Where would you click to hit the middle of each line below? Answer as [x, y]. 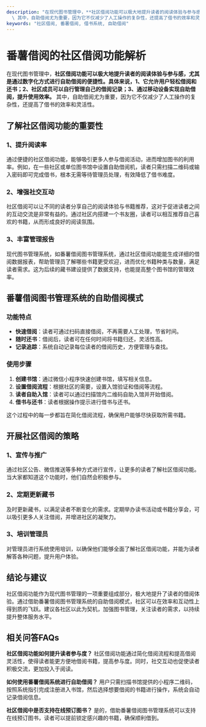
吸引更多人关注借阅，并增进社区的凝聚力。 [65, 517]
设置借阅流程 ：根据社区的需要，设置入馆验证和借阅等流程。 [90, 387]
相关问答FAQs [33, 638]
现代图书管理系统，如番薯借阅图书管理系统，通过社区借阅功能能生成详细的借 [103, 254]
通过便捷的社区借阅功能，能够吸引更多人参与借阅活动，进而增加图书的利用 [100, 159]
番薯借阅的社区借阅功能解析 [76, 56]
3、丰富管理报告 [31, 239]
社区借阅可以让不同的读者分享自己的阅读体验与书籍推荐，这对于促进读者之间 [103, 207]
